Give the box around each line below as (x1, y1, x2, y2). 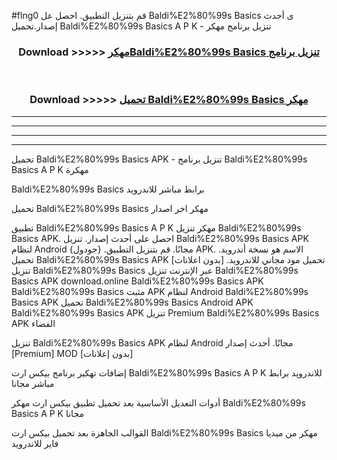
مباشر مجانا (11, 377, 55, 389)
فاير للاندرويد (11, 437, 59, 449)
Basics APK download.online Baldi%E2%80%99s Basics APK (11, 275, 264, 287)
